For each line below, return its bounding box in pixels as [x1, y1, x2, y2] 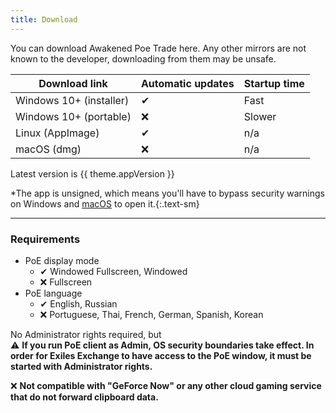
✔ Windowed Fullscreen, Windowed [39, 265, 188, 277]
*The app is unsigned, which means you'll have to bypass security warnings [10, 187, 325, 199]
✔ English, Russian [39, 297, 118, 310]
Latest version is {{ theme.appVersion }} [10, 167, 175, 180]
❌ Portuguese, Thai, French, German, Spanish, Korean [39, 308, 264, 320]
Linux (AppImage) [15, 126, 100, 140]
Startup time [243, 76, 305, 90]
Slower [243, 109, 277, 123]
